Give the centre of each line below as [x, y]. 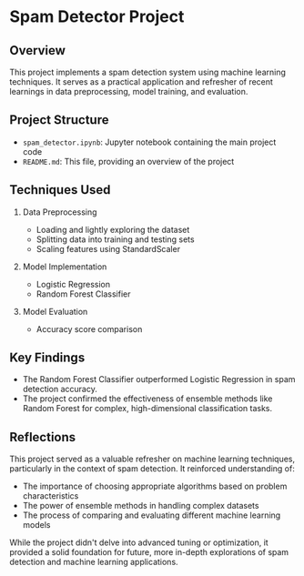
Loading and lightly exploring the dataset [113, 229]
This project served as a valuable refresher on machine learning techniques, [152, 459]
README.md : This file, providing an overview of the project [128, 161]
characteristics [51, 496]
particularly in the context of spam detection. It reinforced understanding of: [152, 469]
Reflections [43, 437]
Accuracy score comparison [89, 328]
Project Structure [59, 120]
